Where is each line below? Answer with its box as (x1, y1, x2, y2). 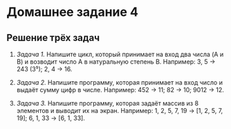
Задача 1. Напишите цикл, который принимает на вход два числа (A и (16, 50, 224, 58)
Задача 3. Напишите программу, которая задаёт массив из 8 (16, 99, 198, 108)
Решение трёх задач (6, 32, 100, 44)
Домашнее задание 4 (6, 4, 139, 20)
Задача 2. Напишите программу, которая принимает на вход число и (16, 78, 223, 87)
